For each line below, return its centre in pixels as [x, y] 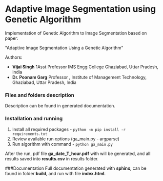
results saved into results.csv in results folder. [52, 158]
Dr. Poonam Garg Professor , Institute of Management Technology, [79, 77]
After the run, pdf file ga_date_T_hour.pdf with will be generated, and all [78, 154]
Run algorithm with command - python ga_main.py [62, 144]
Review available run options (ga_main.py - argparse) [66, 139]
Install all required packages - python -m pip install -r [69, 129]
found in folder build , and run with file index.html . [55, 173]
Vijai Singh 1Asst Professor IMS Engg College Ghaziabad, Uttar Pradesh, [85, 67]
